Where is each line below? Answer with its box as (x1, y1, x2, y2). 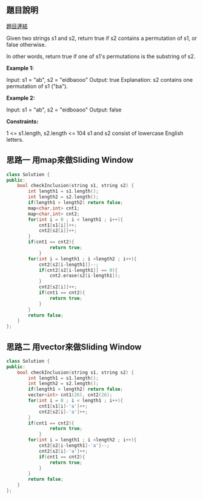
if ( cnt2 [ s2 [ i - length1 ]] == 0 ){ (38, 267, 118, 273)
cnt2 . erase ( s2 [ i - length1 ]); (49, 273, 121, 279)
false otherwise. (6, 41, 47, 48)
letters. (6, 136, 24, 143)
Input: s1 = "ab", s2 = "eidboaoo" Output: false (6, 106, 122, 113)
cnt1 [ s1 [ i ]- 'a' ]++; (38, 403, 88, 409)
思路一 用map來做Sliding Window (6, 155, 134, 165)
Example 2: (6, 94, 35, 101)
